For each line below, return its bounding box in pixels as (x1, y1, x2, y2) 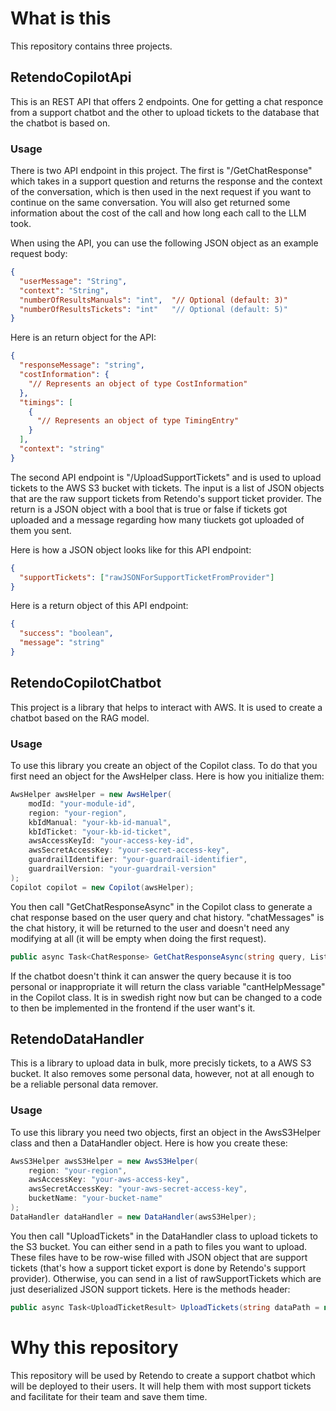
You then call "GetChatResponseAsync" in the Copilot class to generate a (10, 900, 313, 912)
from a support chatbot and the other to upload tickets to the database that (10, 106, 320, 118)
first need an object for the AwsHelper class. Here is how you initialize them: (10, 770, 325, 782)
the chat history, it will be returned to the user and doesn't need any (10, 922, 290, 934)
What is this (10, 7, 112, 30)
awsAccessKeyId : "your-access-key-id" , (28, 836, 195, 846)
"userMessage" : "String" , (19, 276, 128, 286)
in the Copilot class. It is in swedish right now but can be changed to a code (10, 991, 323, 1003)
